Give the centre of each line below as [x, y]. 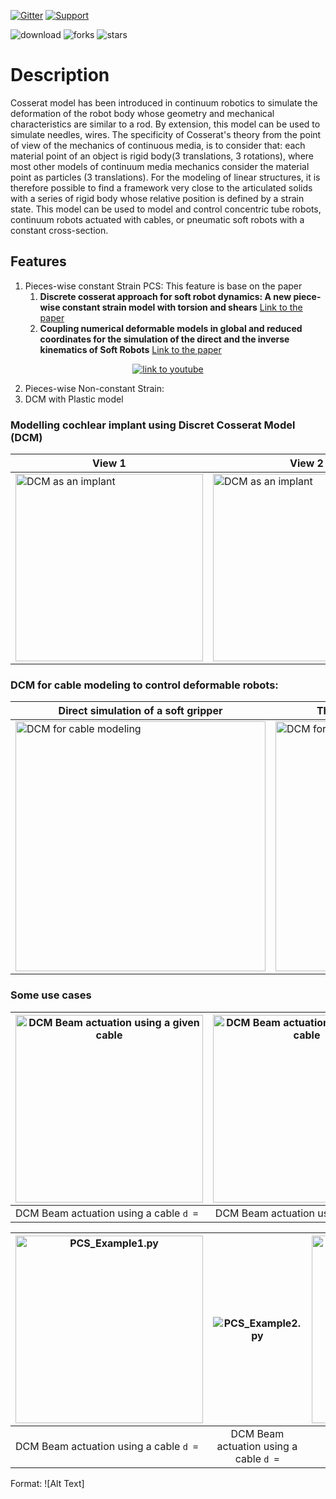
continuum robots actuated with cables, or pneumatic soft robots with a [157, 219]
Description [60, 75]
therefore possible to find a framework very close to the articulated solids [161, 187]
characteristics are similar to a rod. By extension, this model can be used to [165, 124]
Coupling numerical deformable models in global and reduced [171, 328]
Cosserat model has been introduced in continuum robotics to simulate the [164, 102]
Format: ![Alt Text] [47, 1483]
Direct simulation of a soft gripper [140, 711]
